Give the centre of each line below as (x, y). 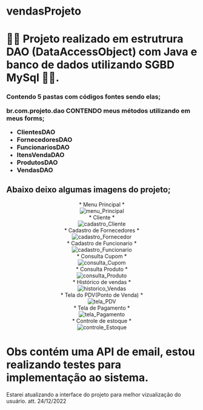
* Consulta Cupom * (102, 256)
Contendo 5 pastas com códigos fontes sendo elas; (84, 97)
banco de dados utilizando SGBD (90, 65)
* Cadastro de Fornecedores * (102, 230)
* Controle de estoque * (102, 321)
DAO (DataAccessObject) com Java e (102, 52)
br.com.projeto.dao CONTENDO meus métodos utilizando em (98, 111)
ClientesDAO (36, 132)
